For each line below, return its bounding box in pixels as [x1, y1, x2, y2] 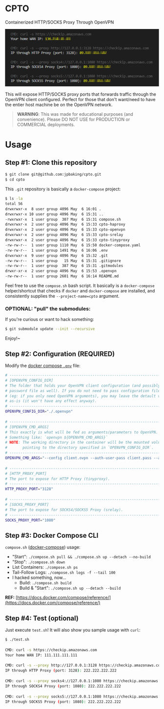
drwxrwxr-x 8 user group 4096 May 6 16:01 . [5, 207, 102, 211]
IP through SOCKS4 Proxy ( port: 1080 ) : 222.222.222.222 [5, 683, 121, 688]
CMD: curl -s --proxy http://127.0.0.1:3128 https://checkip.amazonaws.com [5, 663, 163, 668]
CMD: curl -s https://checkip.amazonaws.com [5, 647, 97, 653]
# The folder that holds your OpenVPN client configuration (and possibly [5, 383, 161, 388]
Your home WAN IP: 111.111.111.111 [5, 653, 78, 657]
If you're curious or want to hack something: [5, 316, 94, 322]
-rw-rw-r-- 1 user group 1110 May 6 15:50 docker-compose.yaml [5, 242, 141, 248]
